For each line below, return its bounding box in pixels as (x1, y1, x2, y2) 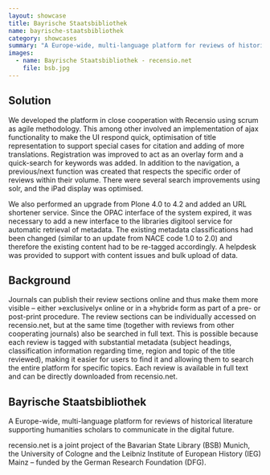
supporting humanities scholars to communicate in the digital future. (8, 425, 235, 435)
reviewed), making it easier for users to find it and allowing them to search (8, 354, 255, 364)
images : (8, 49, 35, 57)
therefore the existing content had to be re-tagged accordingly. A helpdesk (8, 242, 257, 252)
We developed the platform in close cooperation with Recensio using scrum (8, 115, 259, 125)
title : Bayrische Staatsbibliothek (8, 19, 128, 27)
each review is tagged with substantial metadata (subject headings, (8, 338, 232, 347)
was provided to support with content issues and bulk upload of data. (8, 250, 239, 260)
